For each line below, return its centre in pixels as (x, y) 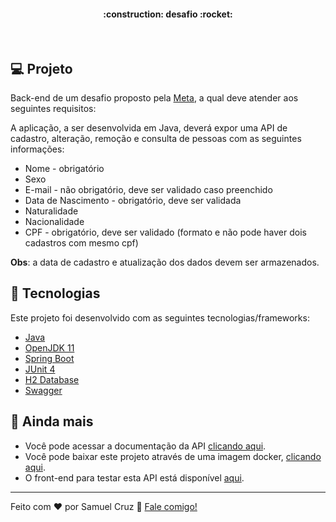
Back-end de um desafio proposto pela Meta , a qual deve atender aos (154, 98)
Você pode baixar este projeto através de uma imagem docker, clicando (173, 456)
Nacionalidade (54, 222)
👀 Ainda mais (52, 421)
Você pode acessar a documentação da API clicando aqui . (145, 446)
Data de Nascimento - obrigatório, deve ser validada (133, 201)
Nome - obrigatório (64, 169)
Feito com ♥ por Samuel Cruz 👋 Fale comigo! (104, 506)
